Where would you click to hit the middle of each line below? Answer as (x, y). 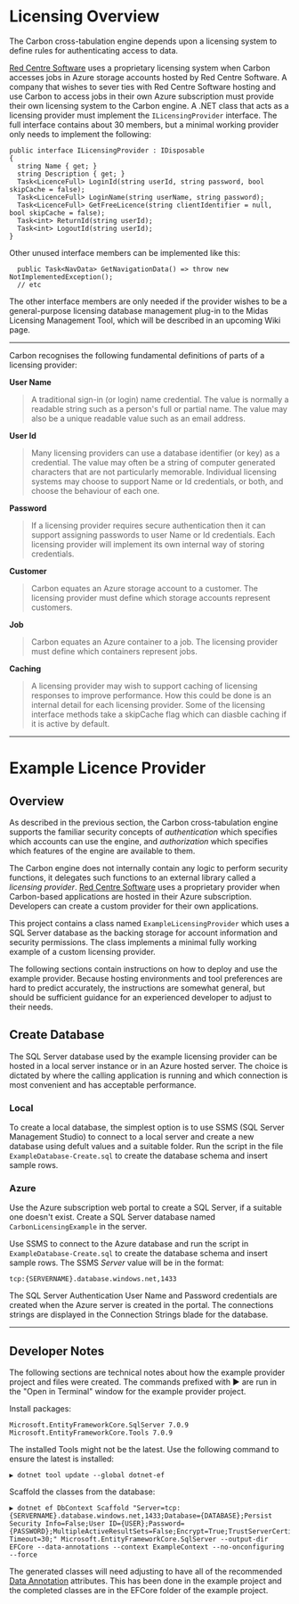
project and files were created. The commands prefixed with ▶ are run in (143, 1382)
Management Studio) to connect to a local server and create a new (132, 1137)
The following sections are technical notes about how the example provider (147, 1373)
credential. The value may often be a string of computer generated (153, 462)
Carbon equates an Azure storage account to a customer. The (144, 588)
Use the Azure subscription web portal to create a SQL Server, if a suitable (146, 1208)
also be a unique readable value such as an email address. (138, 418)
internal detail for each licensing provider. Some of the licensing (148, 704)
